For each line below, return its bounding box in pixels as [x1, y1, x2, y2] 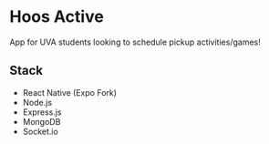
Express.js [22, 107, 62, 118]
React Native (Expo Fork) [22, 87, 117, 98]
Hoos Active [9, 6, 105, 27]
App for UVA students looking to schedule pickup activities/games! [9, 36, 262, 47]
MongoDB [22, 116, 61, 127]
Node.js [22, 97, 53, 108]
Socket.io [22, 126, 59, 137]
